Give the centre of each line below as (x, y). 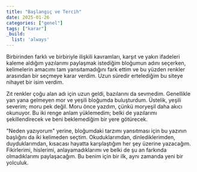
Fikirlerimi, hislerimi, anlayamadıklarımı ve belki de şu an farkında (86, 150)
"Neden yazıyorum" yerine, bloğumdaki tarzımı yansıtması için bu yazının (97, 131)
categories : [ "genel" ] (35, 23)
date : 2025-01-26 (28, 17)
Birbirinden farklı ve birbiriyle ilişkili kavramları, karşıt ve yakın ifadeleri (93, 57)
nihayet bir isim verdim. (35, 82)
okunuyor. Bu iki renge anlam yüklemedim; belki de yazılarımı (82, 113)
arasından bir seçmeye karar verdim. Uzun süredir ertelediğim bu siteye (95, 76)
